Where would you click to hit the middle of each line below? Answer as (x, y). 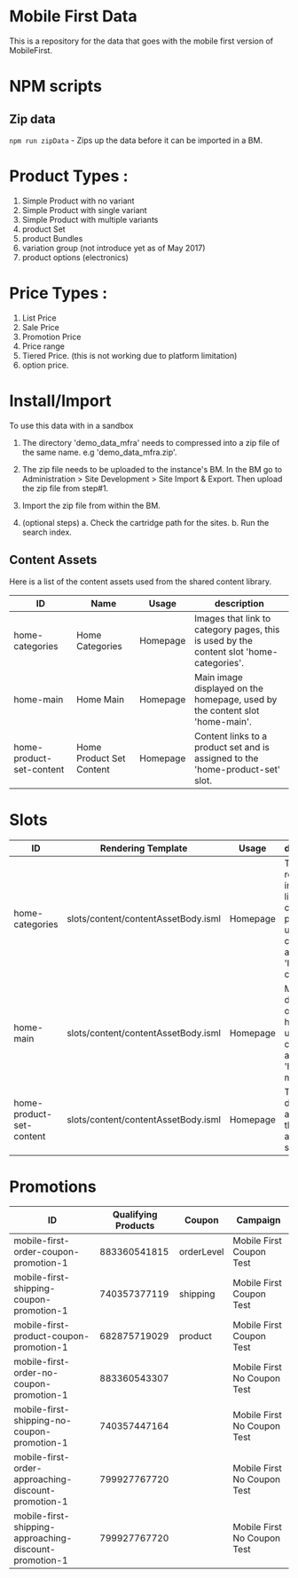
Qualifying (135, 1215)
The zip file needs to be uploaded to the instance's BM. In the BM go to (152, 469)
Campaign (259, 1220)
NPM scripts (55, 87)
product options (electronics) (75, 257)
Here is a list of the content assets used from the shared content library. (141, 581)
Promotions (53, 1186)
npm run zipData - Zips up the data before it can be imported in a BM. (136, 140)
